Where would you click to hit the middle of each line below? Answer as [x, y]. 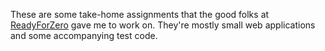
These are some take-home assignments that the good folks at [140, 14]
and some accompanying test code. [84, 35]
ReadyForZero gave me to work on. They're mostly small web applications [163, 25]
